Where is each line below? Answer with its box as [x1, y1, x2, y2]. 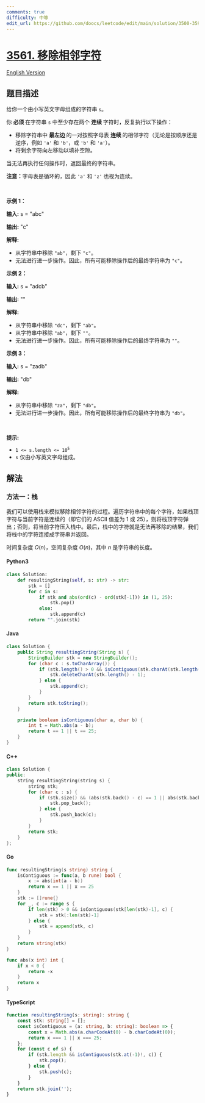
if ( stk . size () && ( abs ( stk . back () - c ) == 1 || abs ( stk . [38, 794, 190, 801]
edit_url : [6, 20, 32, 26]
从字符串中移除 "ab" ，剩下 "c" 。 [15, 249, 96, 257]
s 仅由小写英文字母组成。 [15, 454, 79, 461]
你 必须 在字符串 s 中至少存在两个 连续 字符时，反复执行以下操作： [6, 118, 173, 126]
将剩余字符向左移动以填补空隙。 [15, 147, 96, 154]
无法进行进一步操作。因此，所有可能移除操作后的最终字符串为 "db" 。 [15, 409, 189, 416]
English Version [6, 69, 46, 76]
